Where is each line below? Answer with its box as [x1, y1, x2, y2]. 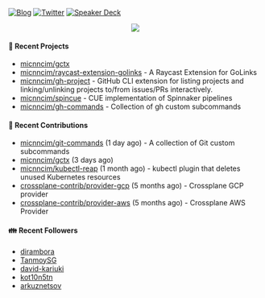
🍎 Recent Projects [8, 41, 69, 51]
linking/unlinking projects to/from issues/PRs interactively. [19, 85, 213, 94]
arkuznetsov [19, 280, 62, 290]
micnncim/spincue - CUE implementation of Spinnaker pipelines [19, 93, 233, 103]
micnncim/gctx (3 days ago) [19, 155, 114, 165]
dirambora [19, 246, 55, 256]
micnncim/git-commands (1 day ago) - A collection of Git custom [19, 138, 235, 148]
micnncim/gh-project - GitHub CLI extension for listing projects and [19, 77, 244, 86]
